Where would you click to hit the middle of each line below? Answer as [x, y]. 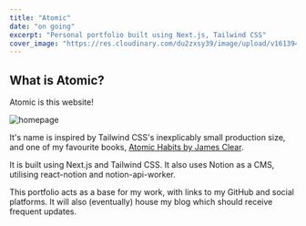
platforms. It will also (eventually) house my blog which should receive [141, 202]
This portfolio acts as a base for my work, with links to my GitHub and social [152, 192]
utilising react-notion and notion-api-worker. [92, 175]
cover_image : [34, 43]
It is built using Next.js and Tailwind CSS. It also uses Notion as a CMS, [142, 165]
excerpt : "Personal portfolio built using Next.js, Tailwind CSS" [138, 35]
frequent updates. [43, 211]
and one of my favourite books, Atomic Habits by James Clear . [127, 148]
